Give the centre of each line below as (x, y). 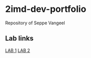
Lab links (19, 38)
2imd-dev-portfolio (46, 9)
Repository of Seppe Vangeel (35, 23)
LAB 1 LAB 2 (18, 50)
